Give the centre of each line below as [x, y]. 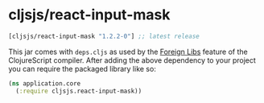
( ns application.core [45, 83]
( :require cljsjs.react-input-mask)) [79, 91]
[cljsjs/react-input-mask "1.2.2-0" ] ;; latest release [104, 36]
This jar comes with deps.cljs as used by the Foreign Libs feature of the [128, 51]
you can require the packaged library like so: [82, 68]
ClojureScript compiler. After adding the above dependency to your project [132, 60]
